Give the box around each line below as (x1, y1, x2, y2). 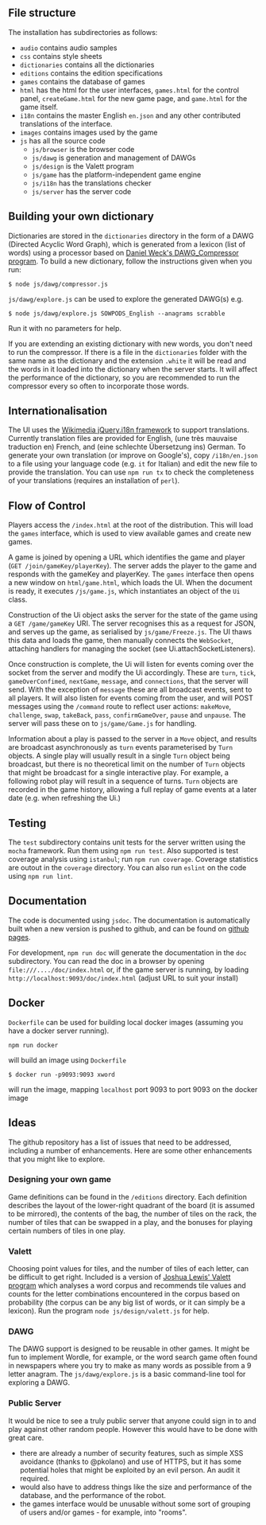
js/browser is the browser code (31, 144, 135, 154)
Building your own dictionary (8, 210, 155, 224)
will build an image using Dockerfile (8, 1055, 127, 1065)
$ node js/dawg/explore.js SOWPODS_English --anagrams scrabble (8, 310, 226, 318)
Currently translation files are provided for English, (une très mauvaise (8, 434, 238, 443)
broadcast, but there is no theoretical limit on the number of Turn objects (8, 759, 245, 769)
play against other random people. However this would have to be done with (8, 1424, 258, 1433)
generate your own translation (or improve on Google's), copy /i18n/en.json (8, 450, 258, 460)
